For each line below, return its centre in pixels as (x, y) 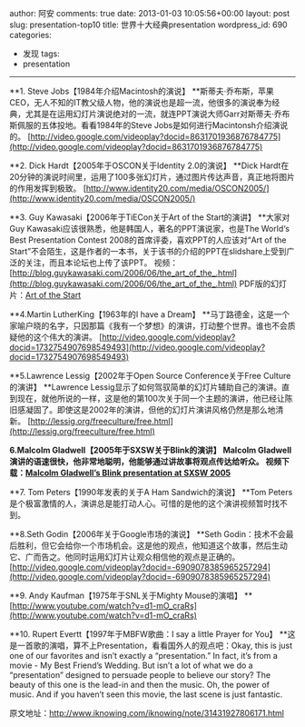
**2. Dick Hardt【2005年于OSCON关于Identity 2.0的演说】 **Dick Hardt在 (149, 165)
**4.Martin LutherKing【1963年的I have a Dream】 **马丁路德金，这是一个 (150, 314)
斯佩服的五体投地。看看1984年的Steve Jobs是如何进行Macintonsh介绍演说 (149, 125)
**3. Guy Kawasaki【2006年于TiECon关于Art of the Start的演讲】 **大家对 (150, 217)
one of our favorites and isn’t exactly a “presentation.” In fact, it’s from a (144, 656)
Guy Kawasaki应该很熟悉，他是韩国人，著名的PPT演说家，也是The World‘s (150, 229)
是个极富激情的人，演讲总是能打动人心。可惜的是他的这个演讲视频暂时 (141, 503)
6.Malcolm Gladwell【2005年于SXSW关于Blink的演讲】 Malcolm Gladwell (151, 450)
